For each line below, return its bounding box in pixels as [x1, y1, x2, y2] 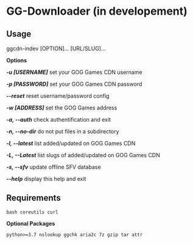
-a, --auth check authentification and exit [6, 116, 111, 123]
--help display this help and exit [6, 176, 86, 182]
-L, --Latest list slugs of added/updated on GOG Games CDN [6, 152, 160, 158]
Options [6, 57, 27, 64]
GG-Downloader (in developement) [6, 4, 188, 18]
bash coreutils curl [6, 209, 59, 215]
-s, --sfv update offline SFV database [6, 163, 102, 171]
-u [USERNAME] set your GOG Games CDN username [6, 68, 142, 76]
